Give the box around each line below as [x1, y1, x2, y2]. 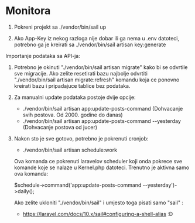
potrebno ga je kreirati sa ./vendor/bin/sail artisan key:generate [13, 41, 166, 48]
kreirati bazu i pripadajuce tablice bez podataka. [13, 82, 131, 89]
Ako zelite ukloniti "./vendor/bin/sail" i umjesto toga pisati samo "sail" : [13, 199, 184, 206]
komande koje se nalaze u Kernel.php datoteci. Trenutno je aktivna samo [13, 164, 190, 171]
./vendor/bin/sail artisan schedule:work [22, 146, 118, 153]
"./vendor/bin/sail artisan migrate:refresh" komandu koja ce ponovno [13, 76, 180, 83]
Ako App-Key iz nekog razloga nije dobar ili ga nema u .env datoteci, [13, 35, 180, 42]
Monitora [5, 4, 51, 18]
